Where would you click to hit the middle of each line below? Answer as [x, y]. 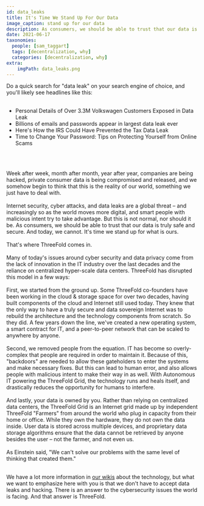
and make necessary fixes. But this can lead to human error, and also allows [102, 368]
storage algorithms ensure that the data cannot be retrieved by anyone [95, 433]
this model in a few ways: [38, 277]
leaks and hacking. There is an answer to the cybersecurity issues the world [102, 490]
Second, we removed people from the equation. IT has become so [89, 349]
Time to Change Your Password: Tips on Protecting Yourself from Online [106, 137]
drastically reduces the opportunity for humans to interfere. [81, 388]
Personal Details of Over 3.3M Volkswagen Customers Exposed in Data [104, 111]
